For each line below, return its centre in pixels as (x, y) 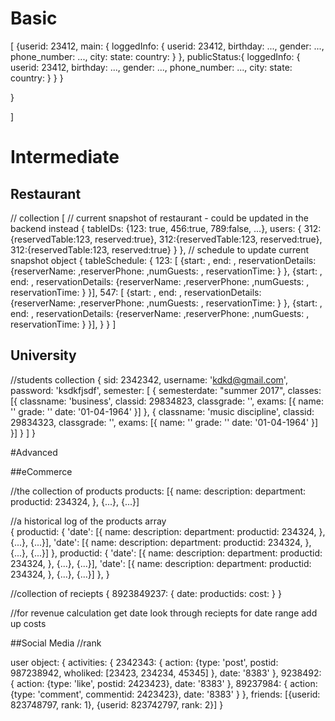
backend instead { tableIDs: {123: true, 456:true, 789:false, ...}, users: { (156, 228)
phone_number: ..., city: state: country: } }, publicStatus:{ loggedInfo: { (155, 56)
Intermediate (65, 157)
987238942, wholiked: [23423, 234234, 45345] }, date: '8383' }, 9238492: (166, 673)
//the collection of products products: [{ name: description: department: (158, 491)
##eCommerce (41, 471)
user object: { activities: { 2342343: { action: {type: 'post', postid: (144, 662)
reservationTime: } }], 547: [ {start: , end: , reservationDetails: (136, 292)
